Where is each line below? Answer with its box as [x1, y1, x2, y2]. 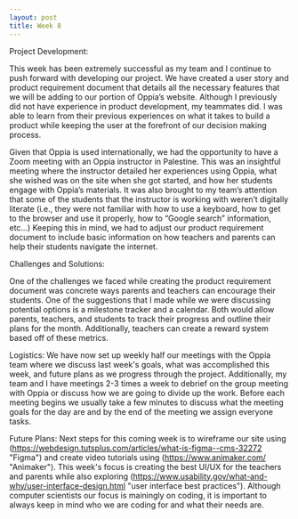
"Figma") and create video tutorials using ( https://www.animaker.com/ [9, 451, 267, 463]
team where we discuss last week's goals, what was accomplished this [9, 359, 270, 369]
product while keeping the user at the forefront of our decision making [9, 119, 267, 130]
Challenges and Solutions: [9, 258, 105, 269]
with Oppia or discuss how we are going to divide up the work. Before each [9, 387, 286, 398]
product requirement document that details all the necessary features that [9, 82, 280, 93]
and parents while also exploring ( [9, 471, 133, 482]
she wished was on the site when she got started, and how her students [9, 174, 273, 185]
